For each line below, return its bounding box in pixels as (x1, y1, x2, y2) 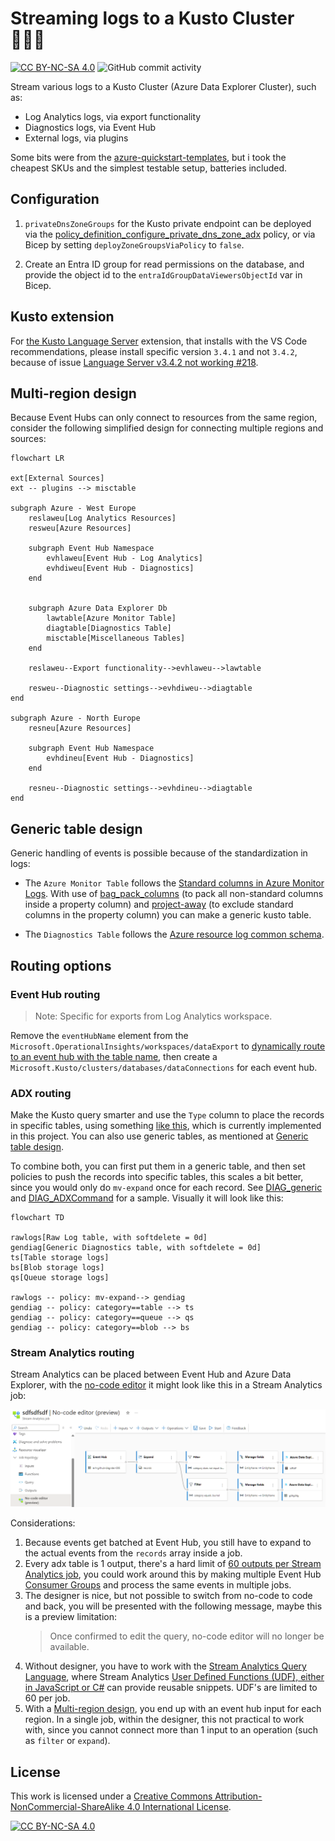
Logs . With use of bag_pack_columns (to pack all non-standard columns (24, 888, 324, 900)
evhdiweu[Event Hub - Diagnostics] (46, 563, 195, 574)
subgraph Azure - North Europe (10, 713, 141, 724)
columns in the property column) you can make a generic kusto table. (24, 909, 312, 921)
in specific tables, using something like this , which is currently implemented (10, 1120, 322, 1132)
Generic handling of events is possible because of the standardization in (10, 847, 308, 859)
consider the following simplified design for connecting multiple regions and (10, 422, 324, 434)
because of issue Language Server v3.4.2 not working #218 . (10, 356, 259, 368)
